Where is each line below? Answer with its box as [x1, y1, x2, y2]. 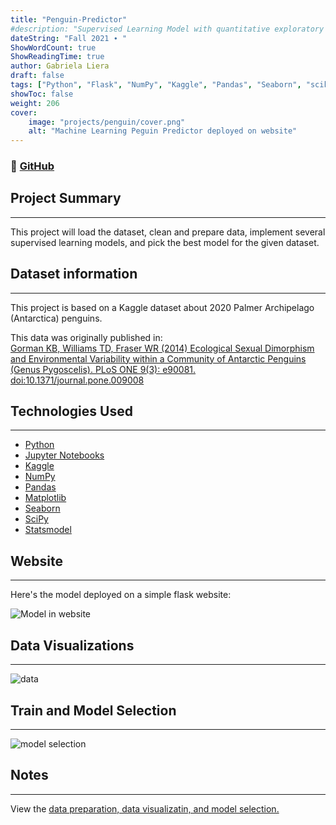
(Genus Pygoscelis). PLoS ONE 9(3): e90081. [10, 363, 197, 375]
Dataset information [10, 266, 138, 283]
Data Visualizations [10, 637, 135, 654]
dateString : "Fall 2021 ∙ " [10, 33, 128, 43]
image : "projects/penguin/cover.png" [28, 117, 186, 127]
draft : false [10, 71, 65, 81]
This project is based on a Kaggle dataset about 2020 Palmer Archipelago [10, 301, 315, 313]
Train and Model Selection [10, 702, 177, 719]
